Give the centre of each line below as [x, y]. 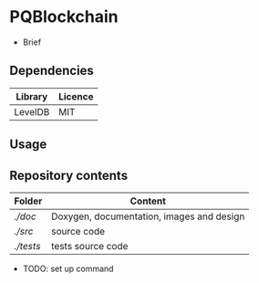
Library [32, 96]
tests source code [90, 246]
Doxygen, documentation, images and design [148, 216]
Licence [76, 96]
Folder [28, 201]
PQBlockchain [64, 17]
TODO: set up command [68, 268]
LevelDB [32, 111]
